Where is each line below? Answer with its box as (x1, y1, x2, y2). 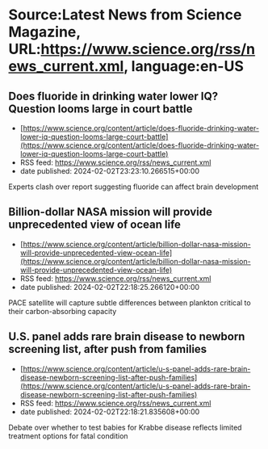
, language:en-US (124, 57, 244, 76)
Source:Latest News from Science (8, 6, 242, 24)
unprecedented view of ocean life (8, 218, 182, 232)
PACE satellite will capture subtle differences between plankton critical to (8, 297, 252, 308)
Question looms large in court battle (8, 102, 193, 115)
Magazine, (8, 23, 81, 41)
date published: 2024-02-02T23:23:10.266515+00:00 (19, 166, 200, 175)
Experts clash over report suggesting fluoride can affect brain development (8, 182, 259, 191)
